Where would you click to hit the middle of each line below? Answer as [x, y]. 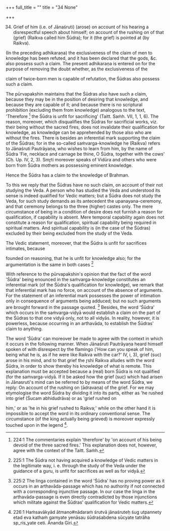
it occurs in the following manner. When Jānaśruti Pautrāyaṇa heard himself [84, 344]
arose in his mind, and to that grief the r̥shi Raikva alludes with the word [80, 360]
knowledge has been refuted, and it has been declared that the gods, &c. [81, 58]
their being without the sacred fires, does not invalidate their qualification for [85, 127]
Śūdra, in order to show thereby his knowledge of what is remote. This [79, 366]
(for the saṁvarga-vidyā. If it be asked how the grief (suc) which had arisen [84, 377]
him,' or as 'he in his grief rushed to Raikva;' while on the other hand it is [81, 408]
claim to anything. [24, 329]
